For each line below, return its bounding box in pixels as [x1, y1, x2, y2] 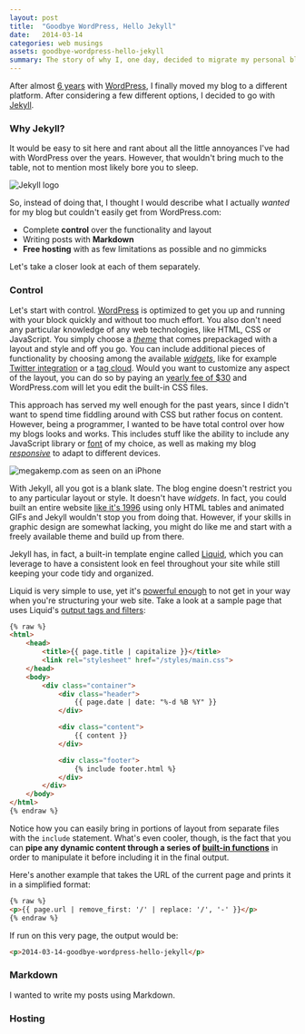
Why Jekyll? [9, 122, 65, 134]
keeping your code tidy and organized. [9, 568, 154, 579]
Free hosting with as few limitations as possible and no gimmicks [22, 244, 268, 255]
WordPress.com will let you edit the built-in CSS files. [9, 382, 209, 393]
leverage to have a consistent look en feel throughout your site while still [9, 558, 280, 569]
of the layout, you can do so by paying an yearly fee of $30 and [9, 372, 248, 383]
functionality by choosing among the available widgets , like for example [9, 353, 277, 364]
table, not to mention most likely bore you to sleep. [9, 162, 199, 173]
